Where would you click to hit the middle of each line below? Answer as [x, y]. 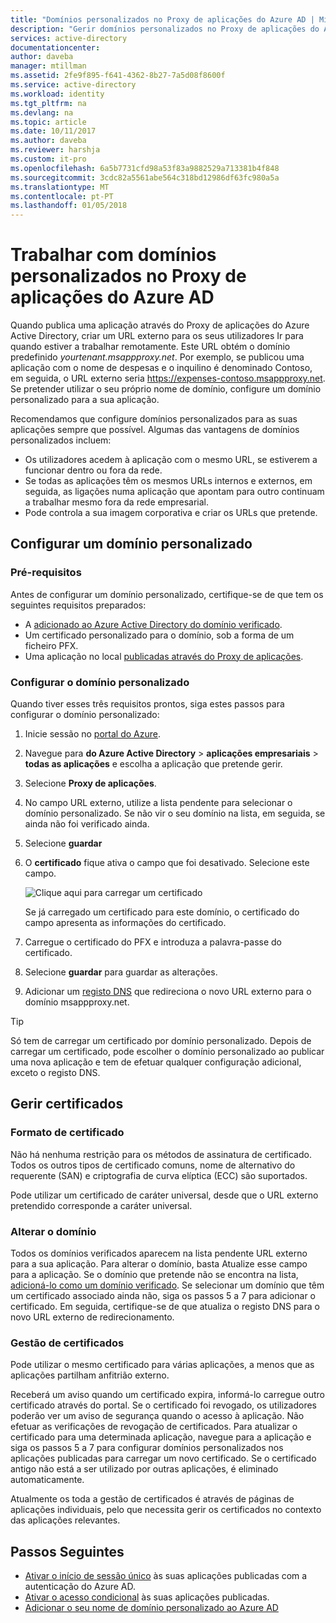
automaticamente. [47, 1480]
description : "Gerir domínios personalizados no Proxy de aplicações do [165, 29]
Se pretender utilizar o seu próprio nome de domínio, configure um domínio [166, 389]
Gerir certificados [67, 1104]
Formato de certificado [67, 1133]
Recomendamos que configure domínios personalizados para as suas [154, 419]
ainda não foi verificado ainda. [87, 824]
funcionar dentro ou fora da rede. [93, 470]
